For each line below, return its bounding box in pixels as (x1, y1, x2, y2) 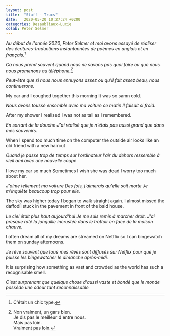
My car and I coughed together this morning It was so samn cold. (6, 93, 142, 99)
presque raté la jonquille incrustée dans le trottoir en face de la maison (6, 219, 153, 225)
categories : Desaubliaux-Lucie (6, 21, 72, 27)
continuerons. (6, 83, 35, 89)
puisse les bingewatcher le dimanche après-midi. (6, 254, 108, 261)
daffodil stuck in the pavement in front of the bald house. (6, 203, 124, 209)
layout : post (6, 7, 33, 13)
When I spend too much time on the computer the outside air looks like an (6, 137, 159, 143)
